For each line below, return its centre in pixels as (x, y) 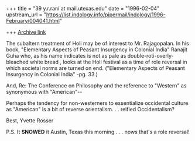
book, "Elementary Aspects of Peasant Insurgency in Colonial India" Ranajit (97, 50)
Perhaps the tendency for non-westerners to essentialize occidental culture (97, 103)
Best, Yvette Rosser (30, 121)
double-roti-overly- (150, 56)
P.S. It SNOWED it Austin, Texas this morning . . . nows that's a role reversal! (98, 132)
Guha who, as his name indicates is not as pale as (66, 56)
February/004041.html (33, 21)
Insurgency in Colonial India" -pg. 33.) (52, 74)
